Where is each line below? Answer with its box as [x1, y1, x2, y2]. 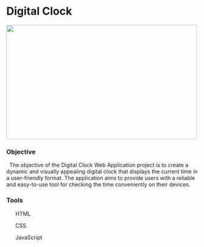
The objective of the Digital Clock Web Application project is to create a [9, 162, 189, 169]
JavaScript [15, 234, 43, 241]
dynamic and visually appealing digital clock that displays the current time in [6, 168, 198, 175]
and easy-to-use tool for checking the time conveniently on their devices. [6, 181, 191, 188]
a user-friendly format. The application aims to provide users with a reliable [6, 174, 195, 182]
